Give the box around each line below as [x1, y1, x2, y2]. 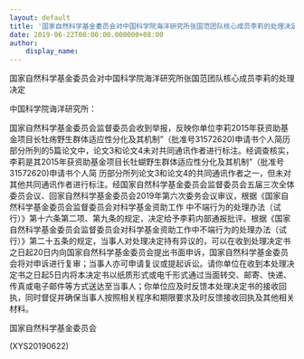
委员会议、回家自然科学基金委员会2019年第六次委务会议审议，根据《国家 [9, 191, 281, 202]
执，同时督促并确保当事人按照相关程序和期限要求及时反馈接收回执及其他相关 [9, 292, 295, 303]
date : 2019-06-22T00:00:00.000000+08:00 [9, 30, 165, 39]
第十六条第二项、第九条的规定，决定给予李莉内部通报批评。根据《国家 [28, 213, 291, 224]
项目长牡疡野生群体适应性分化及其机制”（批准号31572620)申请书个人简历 [16, 134, 291, 145]
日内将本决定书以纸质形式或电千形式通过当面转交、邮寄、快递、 [53, 269, 292, 280]
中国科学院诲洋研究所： [9, 103, 97, 114]
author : [9, 38, 39, 48]
